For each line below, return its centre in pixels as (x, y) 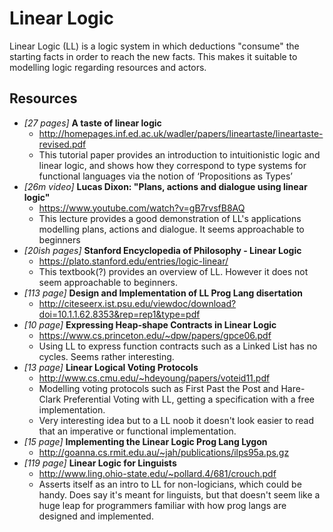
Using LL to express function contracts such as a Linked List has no (178, 346)
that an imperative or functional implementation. (137, 431)
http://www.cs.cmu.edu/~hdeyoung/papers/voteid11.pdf (154, 378)
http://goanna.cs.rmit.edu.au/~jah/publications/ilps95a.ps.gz (164, 452)
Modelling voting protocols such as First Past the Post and (158, 388)
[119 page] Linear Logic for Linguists (100, 463)
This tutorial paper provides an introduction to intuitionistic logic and (179, 154)
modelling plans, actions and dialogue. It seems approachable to (171, 229)
